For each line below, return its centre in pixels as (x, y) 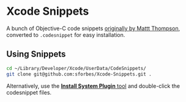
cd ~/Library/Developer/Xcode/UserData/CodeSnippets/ (76, 68)
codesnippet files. (29, 92)
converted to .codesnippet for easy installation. (66, 34)
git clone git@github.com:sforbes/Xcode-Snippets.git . (79, 74)
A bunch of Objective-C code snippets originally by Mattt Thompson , (93, 28)
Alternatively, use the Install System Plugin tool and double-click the (93, 86)
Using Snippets (36, 54)
